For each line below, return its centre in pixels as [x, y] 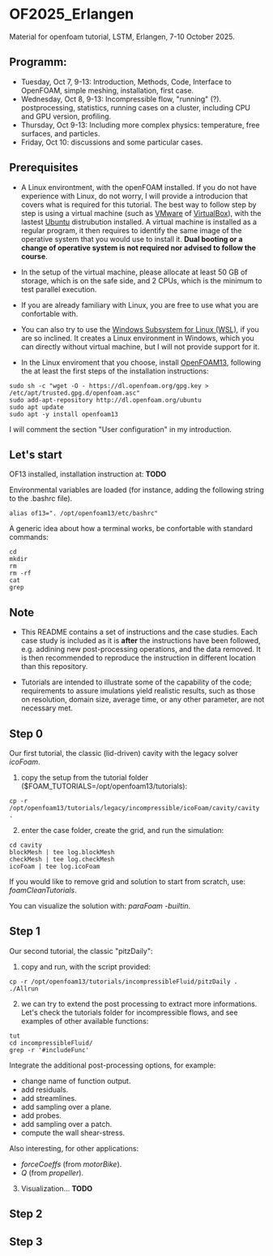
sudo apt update [36, 407]
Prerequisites [44, 168]
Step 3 [26, 1242]
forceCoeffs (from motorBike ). [71, 1164]
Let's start [36, 454]
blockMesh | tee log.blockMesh [62, 852]
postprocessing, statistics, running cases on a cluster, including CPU [135, 107]
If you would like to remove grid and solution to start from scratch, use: [128, 881]
